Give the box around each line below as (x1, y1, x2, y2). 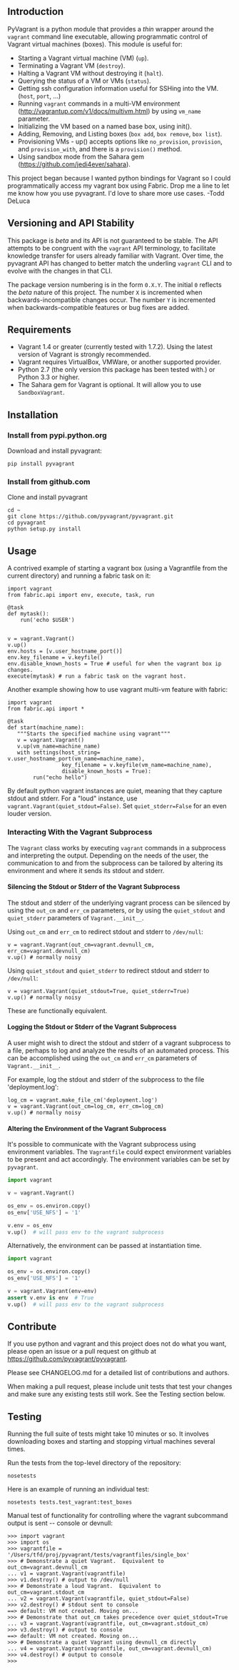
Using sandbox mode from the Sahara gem (17, 152, 145, 161)
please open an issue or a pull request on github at (7, 1347, 157, 1356)
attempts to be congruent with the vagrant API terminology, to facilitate (7, 243, 216, 252)
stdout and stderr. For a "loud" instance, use (7, 794, 138, 803)
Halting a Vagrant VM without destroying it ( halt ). (17, 69, 164, 77)
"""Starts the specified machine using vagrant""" (16, 730, 171, 738)
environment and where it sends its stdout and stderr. (7, 866, 165, 875)
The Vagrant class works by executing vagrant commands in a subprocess (7, 843, 226, 852)
